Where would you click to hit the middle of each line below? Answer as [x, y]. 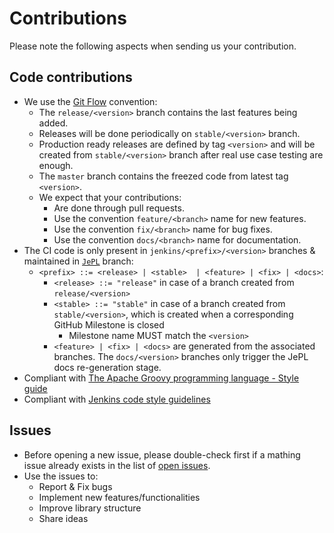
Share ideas [63, 518]
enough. [56, 165]
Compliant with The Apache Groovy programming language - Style [161, 378]
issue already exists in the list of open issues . [117, 465]
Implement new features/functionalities [119, 497]
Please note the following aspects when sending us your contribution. [153, 46]
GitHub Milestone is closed [109, 324]
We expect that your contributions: [110, 197]
